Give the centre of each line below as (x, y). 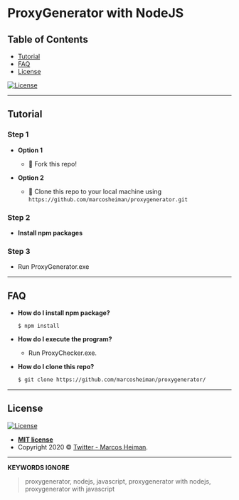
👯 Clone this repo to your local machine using (95, 191)
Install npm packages (50, 233)
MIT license (35, 440)
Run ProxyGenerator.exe (53, 267)
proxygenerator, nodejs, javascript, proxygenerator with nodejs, (118, 481)
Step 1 (18, 134)
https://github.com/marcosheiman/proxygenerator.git (108, 200)
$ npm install (38, 326)
